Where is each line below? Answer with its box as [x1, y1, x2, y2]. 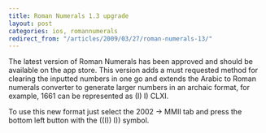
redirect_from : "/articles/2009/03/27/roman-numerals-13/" [8, 34, 213, 43]
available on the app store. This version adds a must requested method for [8, 66, 259, 75]
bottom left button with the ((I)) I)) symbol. [8, 115, 150, 126]
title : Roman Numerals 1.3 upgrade [8, 11, 129, 20]
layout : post [8, 19, 53, 28]
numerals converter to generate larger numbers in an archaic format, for [8, 83, 251, 92]
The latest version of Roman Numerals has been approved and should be [8, 57, 254, 66]
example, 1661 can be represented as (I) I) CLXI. [8, 91, 169, 101]
